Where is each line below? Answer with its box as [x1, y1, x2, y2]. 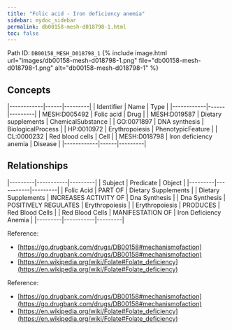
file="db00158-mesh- [138, 57, 201, 65]
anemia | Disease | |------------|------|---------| [7, 140, 147, 148]
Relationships [7, 160, 68, 172]
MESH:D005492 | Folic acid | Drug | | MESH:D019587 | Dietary [41, 110, 222, 119]
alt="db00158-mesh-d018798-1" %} [55, 64, 159, 72]
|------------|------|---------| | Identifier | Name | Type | [7, 103, 169, 111]
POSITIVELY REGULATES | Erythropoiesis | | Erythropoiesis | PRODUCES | [7, 201, 220, 209]
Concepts [7, 84, 51, 96]
